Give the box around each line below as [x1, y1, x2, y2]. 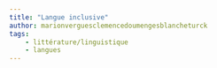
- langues [25, 46, 62, 55]
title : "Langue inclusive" [9, 12, 109, 22]
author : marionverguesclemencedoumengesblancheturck [9, 21, 208, 30]
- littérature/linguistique [25, 37, 128, 47]
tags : [9, 29, 29, 38]
